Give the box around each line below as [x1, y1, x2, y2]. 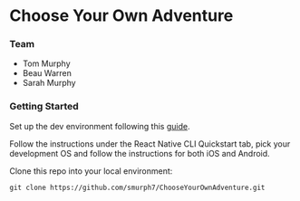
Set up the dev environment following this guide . [9, 120, 190, 131]
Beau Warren [22, 68, 73, 79]
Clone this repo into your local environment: [9, 165, 173, 177]
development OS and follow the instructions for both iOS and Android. [9, 148, 270, 158]
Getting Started [9, 100, 79, 113]
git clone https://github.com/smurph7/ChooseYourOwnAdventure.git [9, 183, 266, 192]
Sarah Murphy [22, 78, 76, 89]
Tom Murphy [22, 58, 71, 69]
